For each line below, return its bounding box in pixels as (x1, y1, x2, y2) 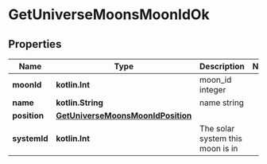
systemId (12, 133, 48, 144)
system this (199, 133, 242, 144)
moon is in (199, 143, 238, 154)
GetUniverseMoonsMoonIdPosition (55, 110, 192, 121)
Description (199, 61, 245, 72)
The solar (199, 123, 235, 134)
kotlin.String (55, 97, 103, 108)
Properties (8, 37, 62, 51)
